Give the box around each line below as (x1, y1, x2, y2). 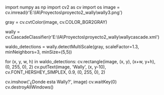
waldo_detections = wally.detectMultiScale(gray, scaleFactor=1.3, (5, 44, 139, 49)
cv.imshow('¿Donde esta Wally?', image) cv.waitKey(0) (5, 79, 117, 85)
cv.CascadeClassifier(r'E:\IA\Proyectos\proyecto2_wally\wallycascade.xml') (5, 34, 160, 40)
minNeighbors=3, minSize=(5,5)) (5, 49, 72, 55)
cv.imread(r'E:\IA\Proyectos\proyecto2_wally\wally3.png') (5, 9, 123, 15)
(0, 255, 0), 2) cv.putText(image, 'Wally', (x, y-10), (5, 64, 106, 70)
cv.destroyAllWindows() (5, 84, 54, 90)
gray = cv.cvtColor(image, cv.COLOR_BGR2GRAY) (5, 19, 108, 25)
